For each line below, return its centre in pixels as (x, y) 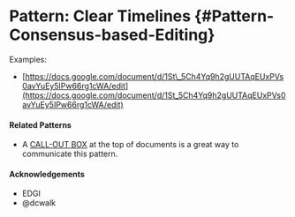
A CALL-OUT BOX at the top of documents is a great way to (130, 145)
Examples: (28, 59)
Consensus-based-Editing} (112, 35)
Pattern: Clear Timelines (100, 16)
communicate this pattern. (70, 154)
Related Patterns (41, 124)
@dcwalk (39, 203)
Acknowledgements (47, 174)
